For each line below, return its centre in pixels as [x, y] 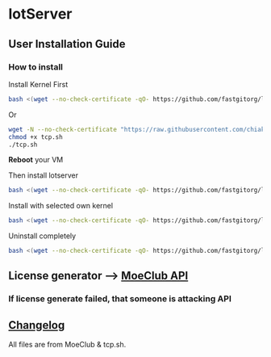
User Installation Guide [67, 44]
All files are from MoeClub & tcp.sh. [67, 345]
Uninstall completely [42, 236]
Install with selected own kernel [61, 206]
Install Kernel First [38, 84]
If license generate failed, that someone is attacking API [120, 299]
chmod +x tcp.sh [35, 137]
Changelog [37, 325]
